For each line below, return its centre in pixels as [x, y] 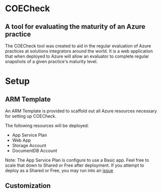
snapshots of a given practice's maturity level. [51, 61]
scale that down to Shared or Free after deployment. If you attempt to [75, 165]
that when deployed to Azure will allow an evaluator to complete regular [77, 56]
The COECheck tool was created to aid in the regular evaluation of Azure [78, 46]
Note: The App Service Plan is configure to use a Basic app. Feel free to [77, 160]
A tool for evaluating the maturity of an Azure [75, 27]
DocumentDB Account [35, 150]
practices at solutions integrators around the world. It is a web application [79, 51]
